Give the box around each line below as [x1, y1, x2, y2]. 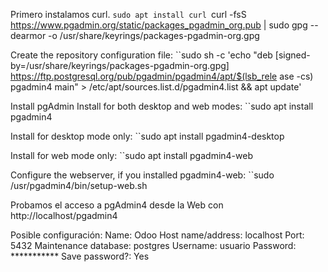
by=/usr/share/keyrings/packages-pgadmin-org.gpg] [10, 60, 230, 71]
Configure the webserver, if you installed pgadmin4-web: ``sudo [10, 169, 275, 181]
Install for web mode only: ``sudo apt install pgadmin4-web [10, 150, 253, 161]
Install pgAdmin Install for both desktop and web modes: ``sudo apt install [10, 100, 314, 112]
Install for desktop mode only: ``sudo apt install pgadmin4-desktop [10, 130, 285, 142]
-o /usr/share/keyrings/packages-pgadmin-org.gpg [48, 30, 260, 41]
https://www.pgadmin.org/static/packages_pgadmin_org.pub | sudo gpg [10, 19, 308, 31]
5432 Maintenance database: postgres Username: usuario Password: [10, 240, 297, 251]
